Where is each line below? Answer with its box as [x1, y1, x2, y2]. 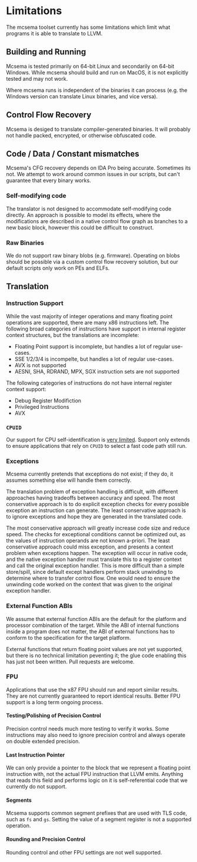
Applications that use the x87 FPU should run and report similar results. [6, 686, 179, 693]
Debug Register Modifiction [14, 397, 81, 404]
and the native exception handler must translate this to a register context [6, 556, 182, 563]
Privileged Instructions [14, 403, 69, 410]
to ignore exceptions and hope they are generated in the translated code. [6, 513, 183, 520]
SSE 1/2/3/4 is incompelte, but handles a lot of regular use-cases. [14, 355, 174, 362]
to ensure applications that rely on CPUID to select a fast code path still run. [6, 442, 187, 449]
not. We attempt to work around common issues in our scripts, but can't [6, 171, 181, 178]
